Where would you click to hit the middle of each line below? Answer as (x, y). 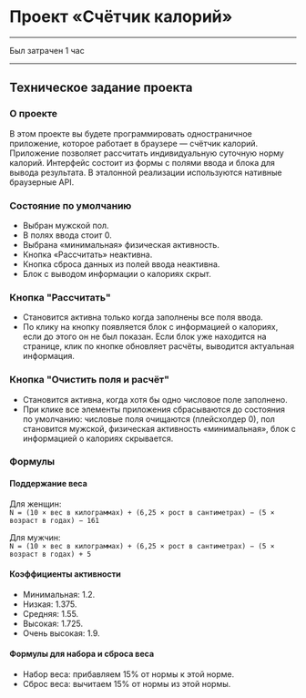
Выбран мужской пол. (66, 225)
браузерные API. (42, 182)
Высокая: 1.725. (53, 623)
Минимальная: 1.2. (59, 594)
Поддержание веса (49, 484)
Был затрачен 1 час (47, 50)
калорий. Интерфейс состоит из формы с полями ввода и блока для (143, 162)
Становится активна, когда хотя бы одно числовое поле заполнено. (155, 399)
